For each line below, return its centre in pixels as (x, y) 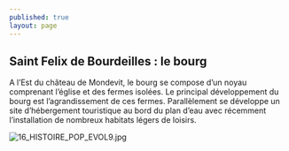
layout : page (33, 26)
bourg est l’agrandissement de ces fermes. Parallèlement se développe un (145, 102)
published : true (39, 17)
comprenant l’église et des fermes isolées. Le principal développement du (144, 92)
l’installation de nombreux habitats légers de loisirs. (103, 120)
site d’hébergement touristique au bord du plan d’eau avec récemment (138, 110)
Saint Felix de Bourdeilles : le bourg (108, 61)
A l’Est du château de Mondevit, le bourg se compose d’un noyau (128, 83)
